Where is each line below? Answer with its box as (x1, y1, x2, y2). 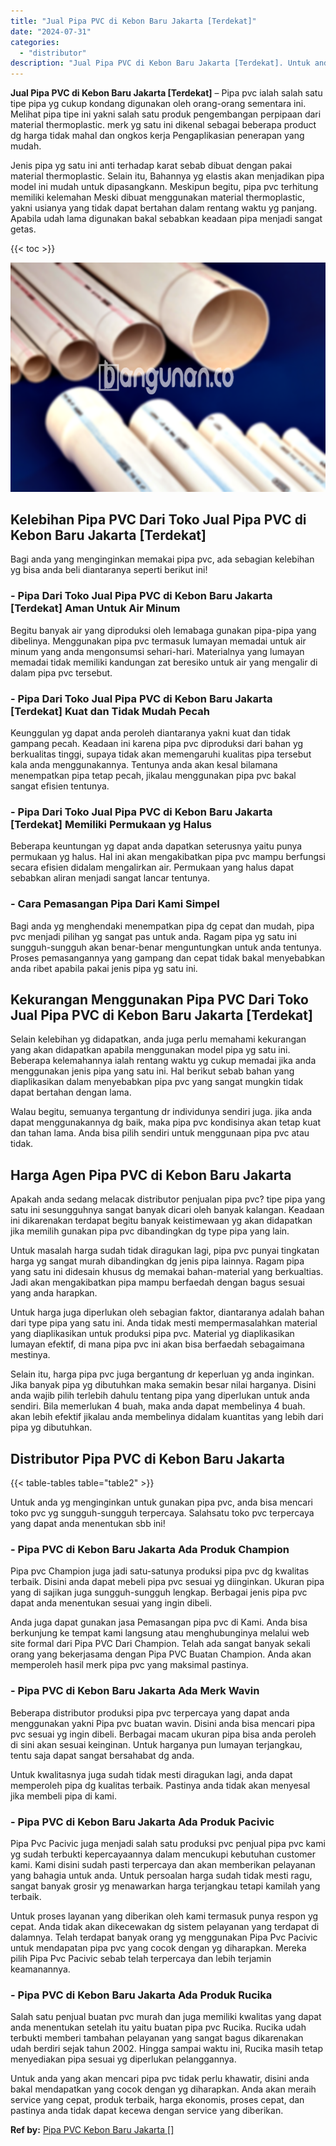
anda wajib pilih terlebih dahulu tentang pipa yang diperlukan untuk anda (10, 1390, 310, 1402)
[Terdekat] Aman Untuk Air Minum (10, 601, 181, 615)
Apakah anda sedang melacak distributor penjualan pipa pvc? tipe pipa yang (10, 1193, 326, 1205)
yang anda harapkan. (10, 1287, 98, 1299)
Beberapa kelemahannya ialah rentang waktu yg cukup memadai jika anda (10, 1055, 317, 1067)
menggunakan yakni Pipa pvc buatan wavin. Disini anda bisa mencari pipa (10, 1717, 316, 1729)
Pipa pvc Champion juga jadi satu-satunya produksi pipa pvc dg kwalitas (10, 1565, 310, 1577)
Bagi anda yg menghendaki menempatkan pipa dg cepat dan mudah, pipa (10, 920, 315, 932)
